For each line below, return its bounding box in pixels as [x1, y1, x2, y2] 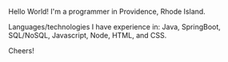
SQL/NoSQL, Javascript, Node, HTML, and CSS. [8, 31, 167, 40]
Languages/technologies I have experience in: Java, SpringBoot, [8, 22, 222, 31]
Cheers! [8, 46, 34, 55]
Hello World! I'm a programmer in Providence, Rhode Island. [8, 7, 206, 16]
